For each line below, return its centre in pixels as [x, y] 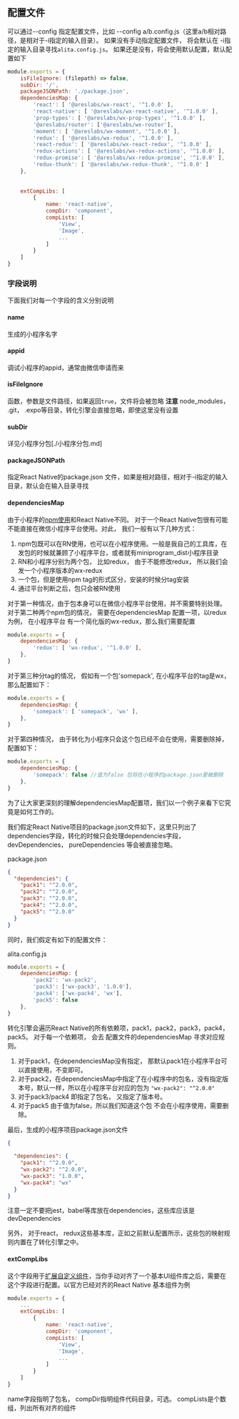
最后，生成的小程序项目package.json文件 [68, 1129]
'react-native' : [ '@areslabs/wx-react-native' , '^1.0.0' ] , [126, 112]
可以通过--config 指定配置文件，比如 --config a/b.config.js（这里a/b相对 [114, 31]
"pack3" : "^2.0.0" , [49, 899]
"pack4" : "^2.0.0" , [49, 905]
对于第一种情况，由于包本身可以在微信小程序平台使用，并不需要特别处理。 [117, 603]
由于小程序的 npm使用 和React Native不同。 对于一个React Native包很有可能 [118, 519]
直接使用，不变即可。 [55, 1069]
